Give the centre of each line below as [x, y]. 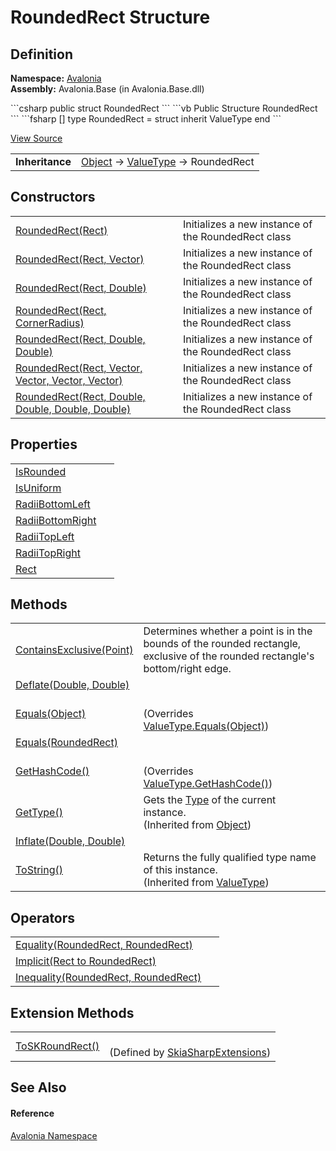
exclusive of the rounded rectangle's [229, 656]
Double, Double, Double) [73, 409]
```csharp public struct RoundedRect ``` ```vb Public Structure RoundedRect [164, 108]
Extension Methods [72, 1012]
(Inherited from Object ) [197, 825]
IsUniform [38, 488]
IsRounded [41, 471]
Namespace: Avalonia [56, 78]
